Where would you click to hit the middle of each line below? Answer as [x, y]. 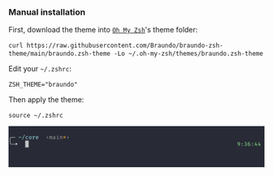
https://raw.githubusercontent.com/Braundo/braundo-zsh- [125, 46]
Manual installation [47, 12]
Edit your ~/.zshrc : [40, 69]
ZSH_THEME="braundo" [43, 85]
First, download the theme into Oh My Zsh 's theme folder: [103, 30]
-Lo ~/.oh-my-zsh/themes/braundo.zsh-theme [188, 54]
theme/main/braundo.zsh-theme [60, 54]
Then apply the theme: [46, 100]
